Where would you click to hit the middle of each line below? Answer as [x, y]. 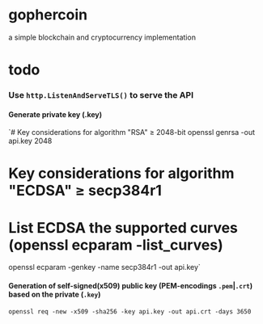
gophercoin [48, 15]
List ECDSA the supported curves [123, 227]
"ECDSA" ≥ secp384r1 [85, 191]
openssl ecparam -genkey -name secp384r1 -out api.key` [104, 267]
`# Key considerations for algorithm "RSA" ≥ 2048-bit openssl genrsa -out [132, 133]
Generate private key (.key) [55, 114]
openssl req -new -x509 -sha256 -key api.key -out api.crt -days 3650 [130, 311]
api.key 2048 [30, 141]
